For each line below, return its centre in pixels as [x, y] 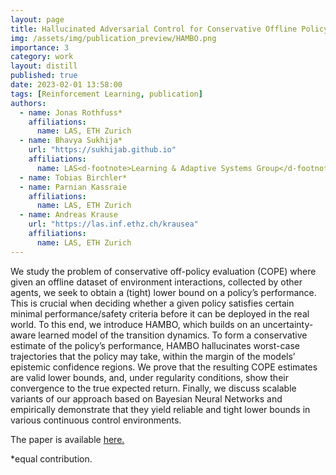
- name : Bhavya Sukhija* [71, 141]
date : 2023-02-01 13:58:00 [66, 85]
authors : [28, 103]
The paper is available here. [67, 439]
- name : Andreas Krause [68, 215]
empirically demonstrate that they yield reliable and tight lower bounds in [160, 409]
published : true [44, 76]
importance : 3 [40, 47]
